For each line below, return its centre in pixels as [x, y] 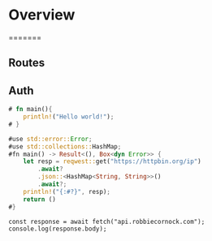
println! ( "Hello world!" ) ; [69, 117]
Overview [42, 15]
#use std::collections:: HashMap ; [65, 146]
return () [40, 199]
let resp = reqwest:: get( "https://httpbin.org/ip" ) [112, 161]
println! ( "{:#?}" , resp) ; [67, 192]
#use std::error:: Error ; [50, 139]
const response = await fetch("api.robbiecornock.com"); [107, 222]
